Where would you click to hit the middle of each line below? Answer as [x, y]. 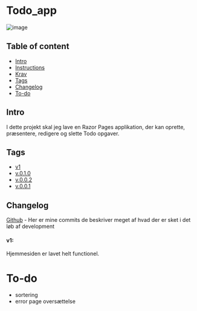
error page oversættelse [45, 301]
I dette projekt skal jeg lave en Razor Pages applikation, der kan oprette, [96, 127]
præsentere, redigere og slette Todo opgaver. [63, 133]
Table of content [38, 46]
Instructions [30, 67]
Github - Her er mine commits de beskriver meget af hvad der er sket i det [98, 220]
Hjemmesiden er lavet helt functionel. [53, 254]
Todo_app [32, 11]
